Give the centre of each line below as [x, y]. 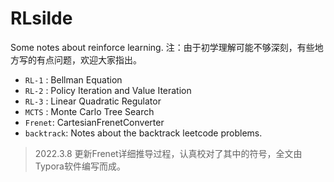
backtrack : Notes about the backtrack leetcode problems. [143, 133]
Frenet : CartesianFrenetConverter [94, 122]
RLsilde [41, 18]
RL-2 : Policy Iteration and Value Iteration [108, 90]
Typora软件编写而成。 [80, 166]
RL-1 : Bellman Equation [73, 79]
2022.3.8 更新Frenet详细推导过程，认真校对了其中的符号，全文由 [168, 153]
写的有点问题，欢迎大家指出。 [80, 59]
